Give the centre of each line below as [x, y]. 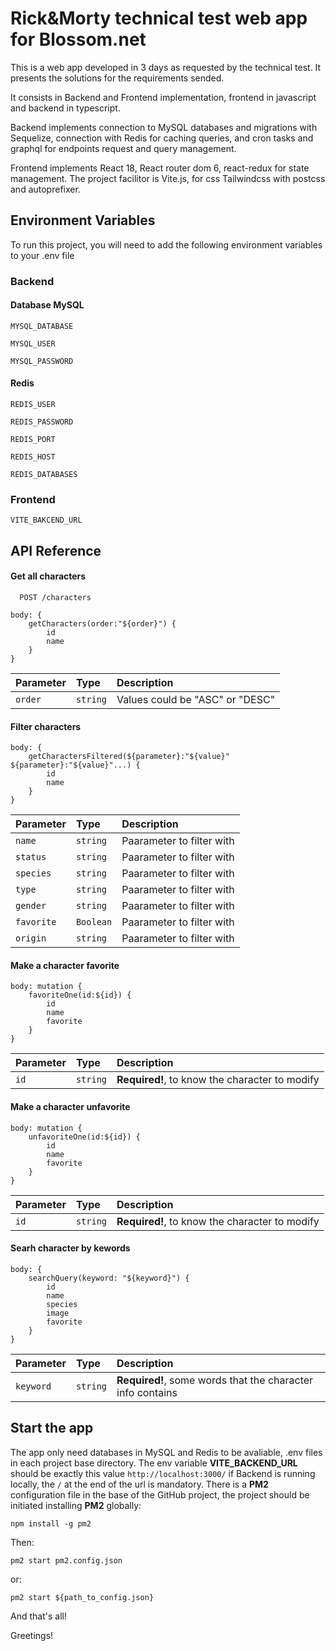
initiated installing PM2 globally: [76, 1505]
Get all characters [48, 576]
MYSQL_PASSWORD [42, 361]
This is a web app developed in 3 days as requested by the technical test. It [166, 67]
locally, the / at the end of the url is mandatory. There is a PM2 [139, 1484]
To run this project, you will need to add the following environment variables [166, 244]
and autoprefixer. [45, 189]
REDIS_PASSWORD [42, 422]
